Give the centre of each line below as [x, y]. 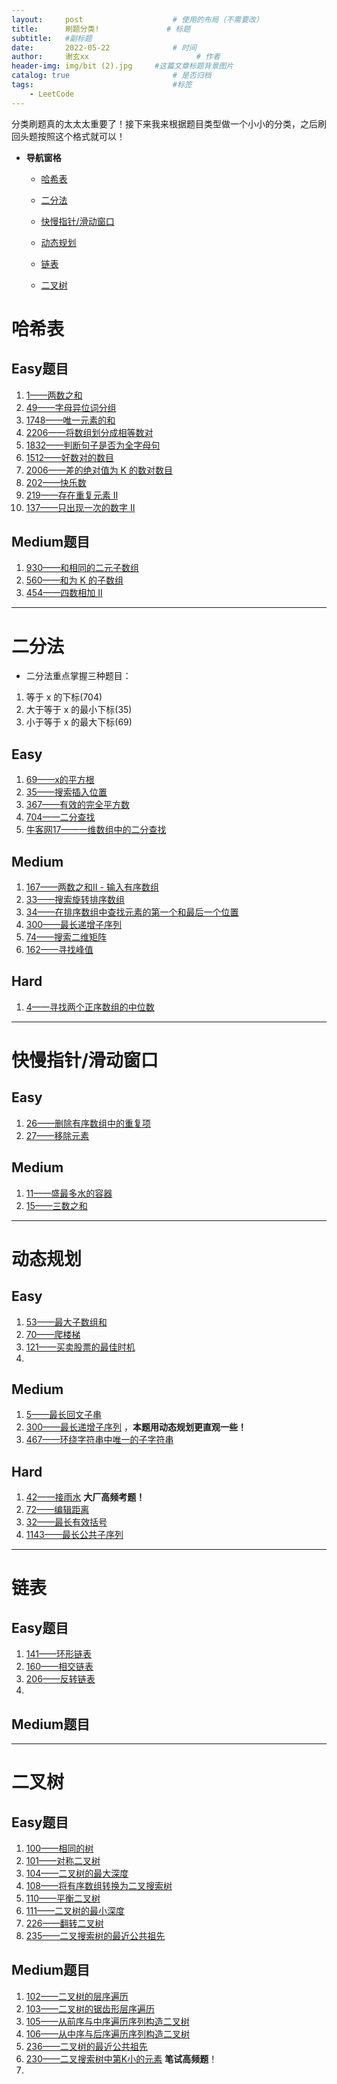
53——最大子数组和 [66, 1322]
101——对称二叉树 [63, 1861]
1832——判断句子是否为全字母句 [93, 445]
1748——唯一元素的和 [70, 420]
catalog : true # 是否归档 [111, 76]
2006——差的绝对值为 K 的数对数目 [99, 470]
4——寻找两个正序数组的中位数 [90, 1007]
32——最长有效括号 [66, 1522]
